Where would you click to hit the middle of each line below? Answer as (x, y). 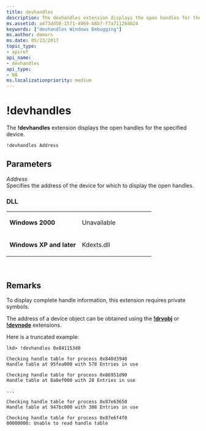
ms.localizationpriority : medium (49, 80)
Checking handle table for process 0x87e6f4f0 (67, 418)
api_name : (19, 58)
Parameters (29, 164)
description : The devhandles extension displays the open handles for (98, 18)
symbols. (18, 307)
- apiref (17, 52)
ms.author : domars (30, 35)
